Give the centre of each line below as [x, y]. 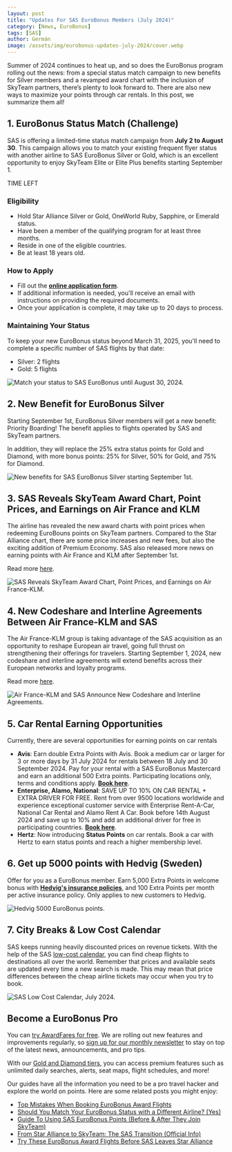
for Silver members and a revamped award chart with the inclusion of [106, 80]
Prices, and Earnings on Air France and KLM [104, 509]
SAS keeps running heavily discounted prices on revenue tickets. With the [112, 947]
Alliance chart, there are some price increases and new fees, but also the [111, 540]
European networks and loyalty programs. [67, 668]
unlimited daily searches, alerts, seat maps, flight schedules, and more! [108, 1070]
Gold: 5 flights [37, 369]
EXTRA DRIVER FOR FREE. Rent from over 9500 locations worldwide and [120, 797]
